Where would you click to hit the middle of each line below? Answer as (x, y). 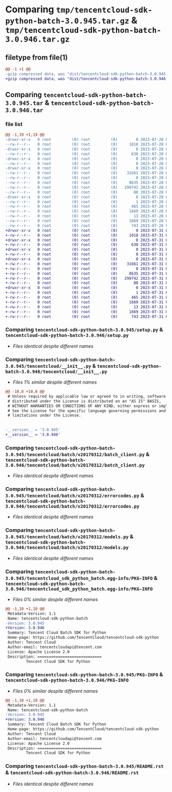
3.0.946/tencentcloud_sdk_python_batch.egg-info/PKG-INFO (79, 589)
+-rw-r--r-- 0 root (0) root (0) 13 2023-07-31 (84, 307)
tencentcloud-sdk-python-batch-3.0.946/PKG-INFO (67, 680)
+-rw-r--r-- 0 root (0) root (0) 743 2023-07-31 (84, 317)
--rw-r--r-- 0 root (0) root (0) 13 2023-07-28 (84, 216)
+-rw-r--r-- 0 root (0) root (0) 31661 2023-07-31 (84, 264)
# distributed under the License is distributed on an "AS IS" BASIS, (84, 401)
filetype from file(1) (37, 57)
